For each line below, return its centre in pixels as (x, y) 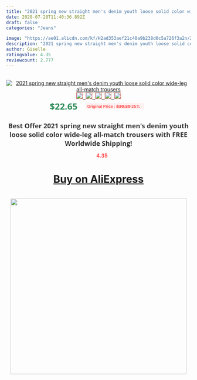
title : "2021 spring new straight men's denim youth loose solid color (95, 11)
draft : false (22, 22)
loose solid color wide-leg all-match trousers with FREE (98, 134)
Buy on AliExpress (98, 179)
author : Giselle (26, 49)
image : (14, 39)
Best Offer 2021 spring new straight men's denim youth (98, 126)
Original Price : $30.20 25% (114, 106)
